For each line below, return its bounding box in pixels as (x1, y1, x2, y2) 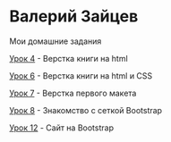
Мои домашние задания (9, 36, 102, 46)
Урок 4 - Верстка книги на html (9, 53, 128, 63)
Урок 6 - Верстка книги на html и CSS (9, 70, 153, 81)
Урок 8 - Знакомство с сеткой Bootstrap (9, 104, 163, 115)
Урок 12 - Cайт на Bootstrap (9, 122, 115, 133)
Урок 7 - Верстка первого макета (9, 88, 137, 98)
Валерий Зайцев (9, 6, 139, 27)
